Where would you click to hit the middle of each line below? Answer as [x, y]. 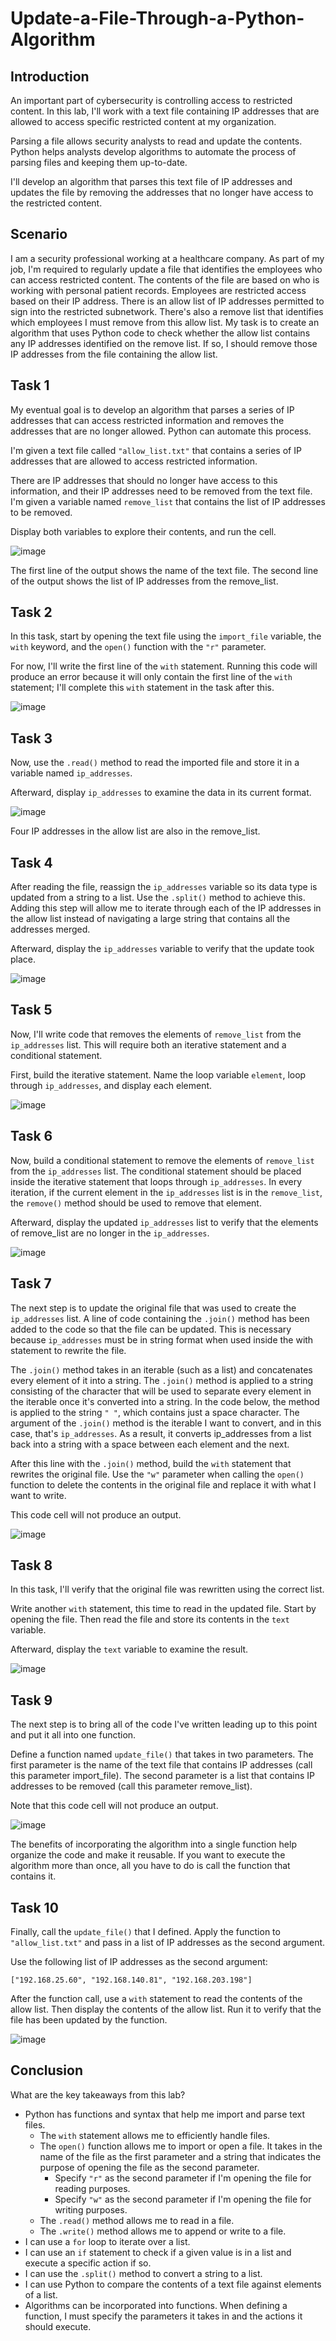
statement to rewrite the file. [68, 1350]
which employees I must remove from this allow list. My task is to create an [165, 322]
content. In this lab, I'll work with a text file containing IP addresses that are [165, 111]
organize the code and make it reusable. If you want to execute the [148, 1855]
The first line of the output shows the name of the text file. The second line [164, 570]
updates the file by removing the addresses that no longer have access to [162, 192]
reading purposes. [92, 2188]
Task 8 [31, 1565]
